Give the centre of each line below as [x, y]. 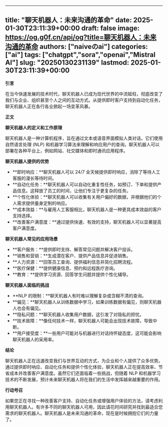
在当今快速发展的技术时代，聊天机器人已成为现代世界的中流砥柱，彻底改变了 [84, 93]
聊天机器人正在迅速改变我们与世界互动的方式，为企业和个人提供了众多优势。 [84, 360]
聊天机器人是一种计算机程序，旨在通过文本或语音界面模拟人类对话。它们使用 [84, 138]
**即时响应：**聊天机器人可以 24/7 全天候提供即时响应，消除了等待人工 [86, 172]
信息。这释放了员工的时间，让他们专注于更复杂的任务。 [74, 190]
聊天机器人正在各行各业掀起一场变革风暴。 [49, 106]
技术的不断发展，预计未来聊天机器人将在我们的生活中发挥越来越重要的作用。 [84, 379]
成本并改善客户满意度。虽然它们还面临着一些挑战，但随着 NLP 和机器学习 [85, 373]
